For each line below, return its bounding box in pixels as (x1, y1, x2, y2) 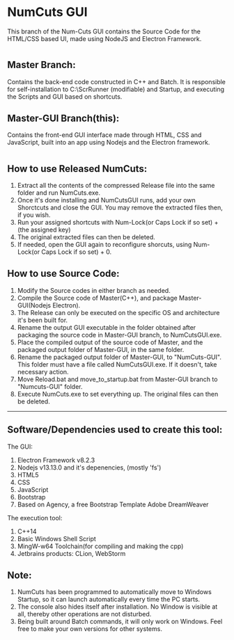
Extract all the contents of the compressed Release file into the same (17, 181, 215, 189)
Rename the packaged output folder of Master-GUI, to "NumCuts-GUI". (17, 353, 221, 361)
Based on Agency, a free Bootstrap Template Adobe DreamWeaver (17, 500, 209, 509)
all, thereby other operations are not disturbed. (17, 610, 152, 618)
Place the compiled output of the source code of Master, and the (17, 338, 203, 346)
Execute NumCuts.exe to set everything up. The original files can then (17, 390, 219, 398)
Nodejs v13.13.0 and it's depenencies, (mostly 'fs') (17, 463, 162, 472)
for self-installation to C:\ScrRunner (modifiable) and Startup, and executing (7, 85, 225, 93)
